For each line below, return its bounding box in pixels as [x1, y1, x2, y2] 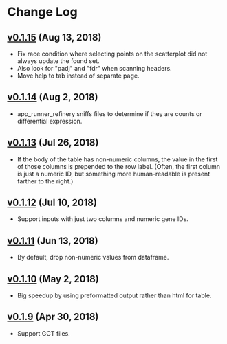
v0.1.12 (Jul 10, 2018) [7, 197, 98, 209]
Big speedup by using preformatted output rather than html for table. [17, 291, 212, 299]
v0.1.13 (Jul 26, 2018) [7, 137, 99, 148]
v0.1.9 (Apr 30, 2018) [7, 311, 99, 323]
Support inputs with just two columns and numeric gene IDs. [17, 215, 189, 223]
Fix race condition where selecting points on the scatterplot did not [17, 49, 208, 58]
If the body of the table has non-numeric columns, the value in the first [17, 155, 218, 163]
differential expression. [17, 117, 83, 125]
